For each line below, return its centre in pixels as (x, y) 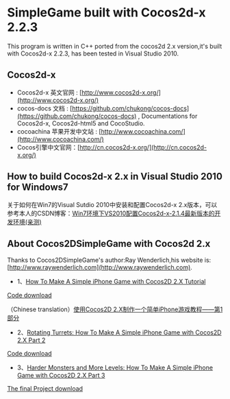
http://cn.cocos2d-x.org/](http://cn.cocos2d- (143, 147)
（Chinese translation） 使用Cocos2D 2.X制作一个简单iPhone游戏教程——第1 (115, 309)
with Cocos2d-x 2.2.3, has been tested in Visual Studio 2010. (93, 53)
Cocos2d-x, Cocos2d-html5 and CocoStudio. (81, 123)
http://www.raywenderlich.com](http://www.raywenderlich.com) (100, 267)
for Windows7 (38, 188)
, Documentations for (168, 116)
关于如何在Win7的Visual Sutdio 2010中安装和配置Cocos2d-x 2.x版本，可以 (112, 204)
